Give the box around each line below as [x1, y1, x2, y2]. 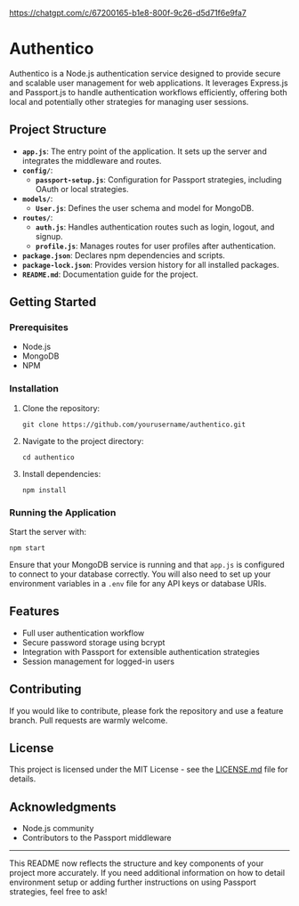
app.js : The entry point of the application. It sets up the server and [21, 146, 267, 157]
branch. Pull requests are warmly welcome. [9, 715, 168, 725]
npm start [9, 544, 46, 553]
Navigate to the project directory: [21, 435, 144, 446]
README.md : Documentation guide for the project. [21, 269, 198, 279]
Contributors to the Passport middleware [21, 832, 172, 844]
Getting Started [9, 295, 97, 310]
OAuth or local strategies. [35, 183, 129, 194]
